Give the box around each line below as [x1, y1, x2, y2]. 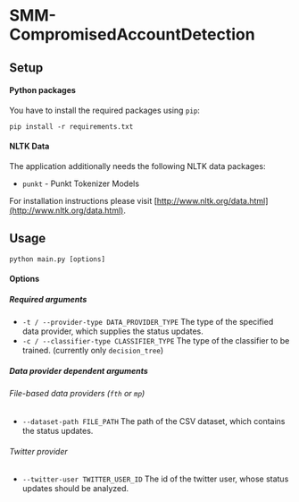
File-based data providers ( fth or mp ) [9, 388, 145, 399]
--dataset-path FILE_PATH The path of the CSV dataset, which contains [21, 415, 286, 426]
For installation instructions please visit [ [9, 195, 158, 206]
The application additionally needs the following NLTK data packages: [9, 160, 266, 171]
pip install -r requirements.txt [9, 122, 134, 131]
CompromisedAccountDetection [9, 24, 256, 45]
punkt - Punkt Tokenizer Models [21, 178, 140, 189]
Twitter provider [9, 446, 69, 456]
